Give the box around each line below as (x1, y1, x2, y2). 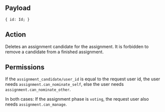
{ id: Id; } (5, 17, 30, 22)
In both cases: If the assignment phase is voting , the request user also (5, 96, 149, 102)
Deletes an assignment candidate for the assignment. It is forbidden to (5, 43, 149, 49)
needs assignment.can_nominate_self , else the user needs (5, 81, 124, 87)
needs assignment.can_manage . (5, 101, 67, 108)
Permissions (5, 63, 45, 72)
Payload (5, 4, 31, 12)
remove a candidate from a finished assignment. (5, 49, 104, 55)
